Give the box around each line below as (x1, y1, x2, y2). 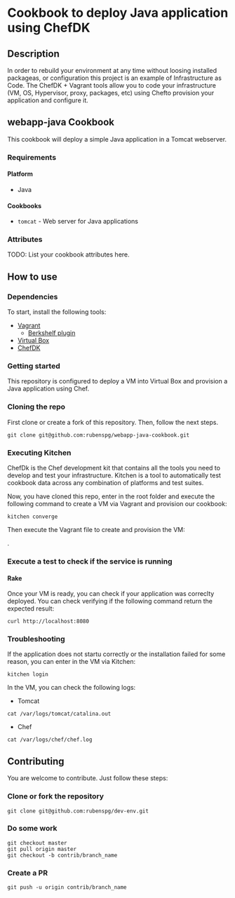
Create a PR (7, 868, 48, 878)
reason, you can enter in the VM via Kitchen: (7, 658, 135, 666)
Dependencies (7, 292, 58, 301)
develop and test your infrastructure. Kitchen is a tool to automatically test (7, 471, 221, 479)
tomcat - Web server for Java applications (17, 217, 139, 226)
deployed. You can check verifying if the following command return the (7, 597, 213, 606)
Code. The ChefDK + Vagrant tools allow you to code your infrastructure (7, 81, 216, 89)
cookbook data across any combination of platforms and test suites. (7, 479, 204, 487)
